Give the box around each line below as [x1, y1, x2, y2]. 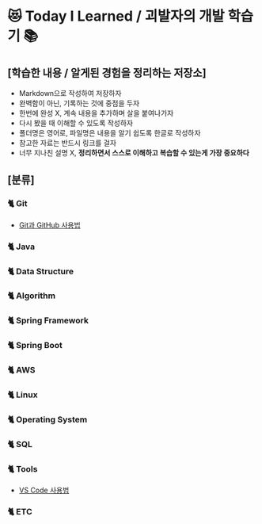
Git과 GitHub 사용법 [18, 220, 81, 230]
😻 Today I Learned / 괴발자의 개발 [7, 7, 225, 25]
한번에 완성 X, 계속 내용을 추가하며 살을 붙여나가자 [18, 109, 174, 117]
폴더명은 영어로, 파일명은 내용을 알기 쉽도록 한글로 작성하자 [18, 128, 201, 137]
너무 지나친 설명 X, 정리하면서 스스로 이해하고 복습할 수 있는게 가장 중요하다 [18, 148, 250, 157]
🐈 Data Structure [7, 266, 74, 277]
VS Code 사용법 [18, 485, 70, 495]
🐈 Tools [7, 463, 38, 474]
